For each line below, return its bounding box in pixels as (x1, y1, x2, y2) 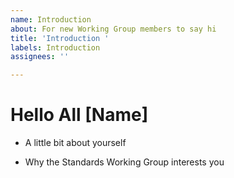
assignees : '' (10, 52, 70, 62)
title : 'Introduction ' (10, 33, 110, 43)
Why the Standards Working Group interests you (24, 156, 225, 168)
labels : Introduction (10, 42, 101, 53)
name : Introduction (10, 14, 92, 25)
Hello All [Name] (10, 104, 149, 126)
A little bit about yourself (24, 137, 127, 149)
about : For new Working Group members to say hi (10, 24, 217, 34)
